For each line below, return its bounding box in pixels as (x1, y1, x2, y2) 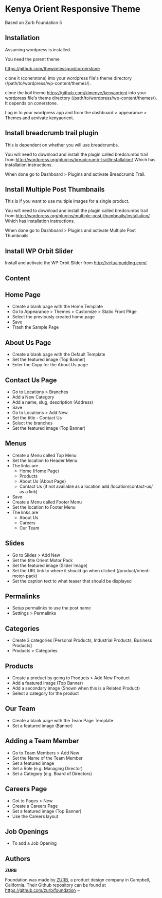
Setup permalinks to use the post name (12, 605, 91, 611)
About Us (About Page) (19, 478, 66, 484)
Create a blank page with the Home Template (12, 304, 103, 310)
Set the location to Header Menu (12, 458, 78, 463)
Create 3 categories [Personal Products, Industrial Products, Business (12, 637, 152, 643)
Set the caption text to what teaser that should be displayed (12, 578, 132, 584)
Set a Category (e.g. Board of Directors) (12, 771, 92, 776)
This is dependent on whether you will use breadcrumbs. (5, 142, 119, 147)
